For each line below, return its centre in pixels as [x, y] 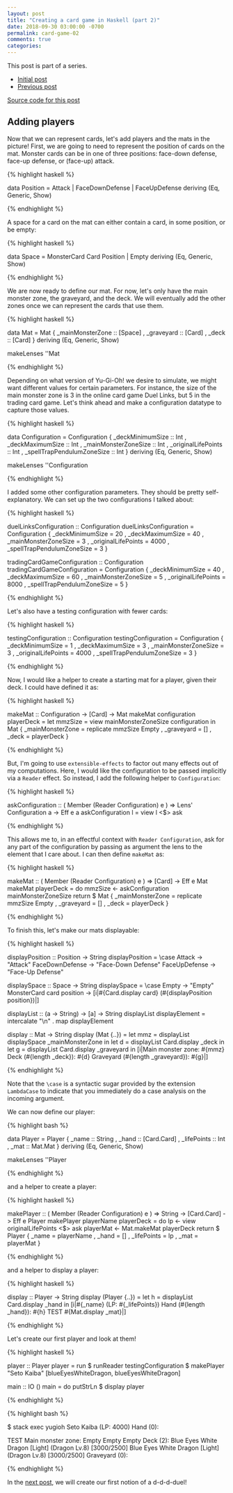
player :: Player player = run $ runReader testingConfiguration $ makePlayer [116, 1365]
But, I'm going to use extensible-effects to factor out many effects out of [113, 763]
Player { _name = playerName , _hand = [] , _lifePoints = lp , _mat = [103, 1236]
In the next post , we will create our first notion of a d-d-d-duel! [97, 1482]
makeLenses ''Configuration [48, 465]
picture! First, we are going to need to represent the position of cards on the [116, 146]
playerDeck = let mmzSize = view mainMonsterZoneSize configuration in [112, 721]
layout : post [26, 14]
